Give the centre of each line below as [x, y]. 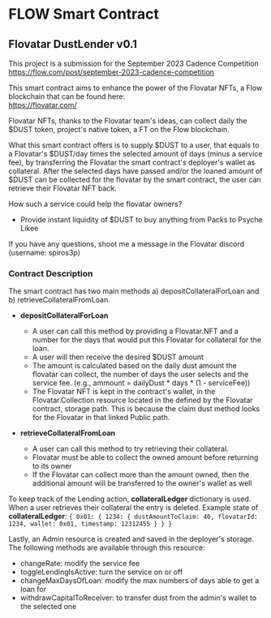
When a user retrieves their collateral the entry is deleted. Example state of [133, 508]
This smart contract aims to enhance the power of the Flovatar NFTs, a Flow [135, 88]
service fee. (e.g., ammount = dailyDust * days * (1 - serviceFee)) [141, 383]
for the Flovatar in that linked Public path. [101, 418]
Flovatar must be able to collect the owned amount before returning [145, 457]
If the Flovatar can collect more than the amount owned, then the [141, 474]
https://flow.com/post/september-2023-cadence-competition [112, 72]
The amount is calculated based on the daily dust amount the [134, 366]
